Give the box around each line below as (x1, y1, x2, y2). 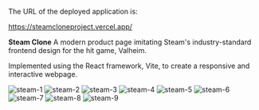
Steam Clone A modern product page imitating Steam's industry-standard (8, 37, 252, 47)
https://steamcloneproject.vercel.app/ (8, 22, 133, 31)
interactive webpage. (8, 70, 78, 78)
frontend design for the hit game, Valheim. (8, 46, 147, 55)
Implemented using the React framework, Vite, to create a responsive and (8, 61, 250, 70)
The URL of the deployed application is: (8, 7, 138, 16)
